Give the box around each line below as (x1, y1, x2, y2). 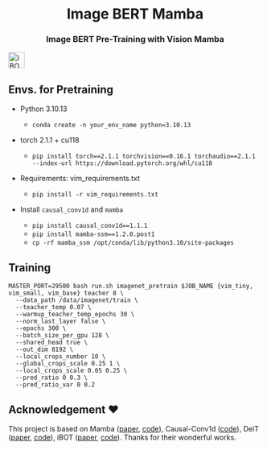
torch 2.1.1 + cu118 (19, 135, 80, 145)
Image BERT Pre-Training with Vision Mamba (45, 34, 225, 45)
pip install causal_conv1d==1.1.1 (31, 222, 148, 230)
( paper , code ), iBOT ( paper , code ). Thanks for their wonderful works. (8, 432, 237, 442)
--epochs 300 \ (15, 324, 67, 332)
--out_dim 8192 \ (15, 345, 74, 354)
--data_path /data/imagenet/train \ (15, 296, 138, 304)
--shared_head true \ (15, 339, 88, 347)
